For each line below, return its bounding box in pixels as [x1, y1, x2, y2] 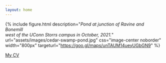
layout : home [5, 7, 32, 12]
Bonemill [5, 26, 23, 32]
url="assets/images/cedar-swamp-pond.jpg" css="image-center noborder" [5, 37, 161, 43]
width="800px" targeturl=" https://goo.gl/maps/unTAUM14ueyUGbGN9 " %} [5, 42, 160, 48]
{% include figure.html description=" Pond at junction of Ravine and [5, 21, 144, 27]
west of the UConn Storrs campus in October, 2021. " [5, 31, 114, 37]
